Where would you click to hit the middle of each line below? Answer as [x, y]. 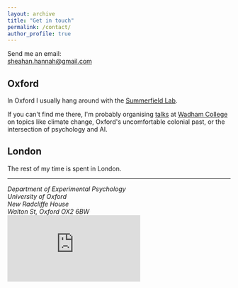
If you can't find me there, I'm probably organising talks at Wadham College [118, 115]
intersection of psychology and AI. [57, 129]
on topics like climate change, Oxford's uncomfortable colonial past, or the [116, 122]
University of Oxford [37, 196]
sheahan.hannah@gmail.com [50, 62]
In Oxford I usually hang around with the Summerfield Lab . [92, 100]
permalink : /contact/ [39, 27]
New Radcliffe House [38, 204]
